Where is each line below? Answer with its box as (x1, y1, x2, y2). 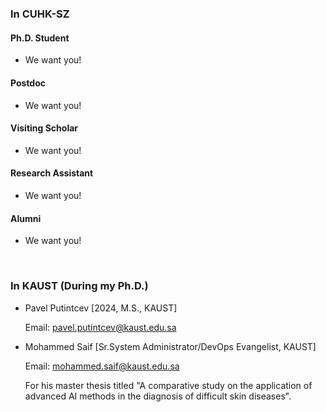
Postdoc (10, 77, 47, 89)
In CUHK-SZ (10, 7, 70, 21)
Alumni (10, 212, 42, 224)
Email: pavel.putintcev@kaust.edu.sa (24, 321, 177, 333)
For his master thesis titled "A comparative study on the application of (24, 379, 313, 391)
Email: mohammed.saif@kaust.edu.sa (24, 360, 180, 372)
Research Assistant (10, 167, 94, 179)
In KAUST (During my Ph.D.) (10, 279, 149, 293)
